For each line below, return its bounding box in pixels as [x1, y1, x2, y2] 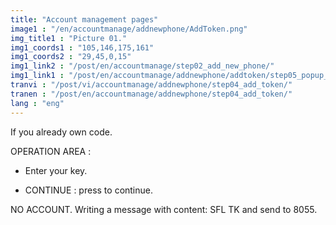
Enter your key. [24, 164, 88, 176]
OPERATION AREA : [10, 145, 92, 157]
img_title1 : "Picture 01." [10, 33, 128, 43]
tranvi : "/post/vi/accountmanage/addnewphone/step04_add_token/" [10, 80, 293, 90]
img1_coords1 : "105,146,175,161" [10, 42, 155, 53]
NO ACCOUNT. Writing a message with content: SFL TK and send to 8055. [10, 203, 318, 215]
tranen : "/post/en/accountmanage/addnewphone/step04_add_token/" [10, 89, 293, 99]
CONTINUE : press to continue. [24, 184, 154, 196]
